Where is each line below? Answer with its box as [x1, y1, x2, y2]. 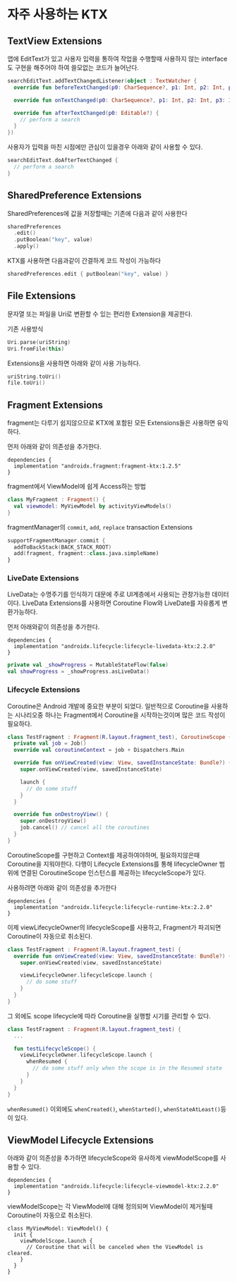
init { [13, 1231, 33, 1238]
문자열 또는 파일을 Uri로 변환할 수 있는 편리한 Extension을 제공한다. [7, 310, 193, 318]
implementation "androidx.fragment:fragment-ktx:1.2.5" [13, 463, 181, 470]
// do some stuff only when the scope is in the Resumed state [32, 1065, 222, 1072]
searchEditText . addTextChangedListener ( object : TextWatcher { [7, 78, 197, 85]
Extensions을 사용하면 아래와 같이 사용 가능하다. [7, 359, 141, 367]
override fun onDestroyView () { [13, 811, 109, 818]
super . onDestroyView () [20, 817, 87, 825]
